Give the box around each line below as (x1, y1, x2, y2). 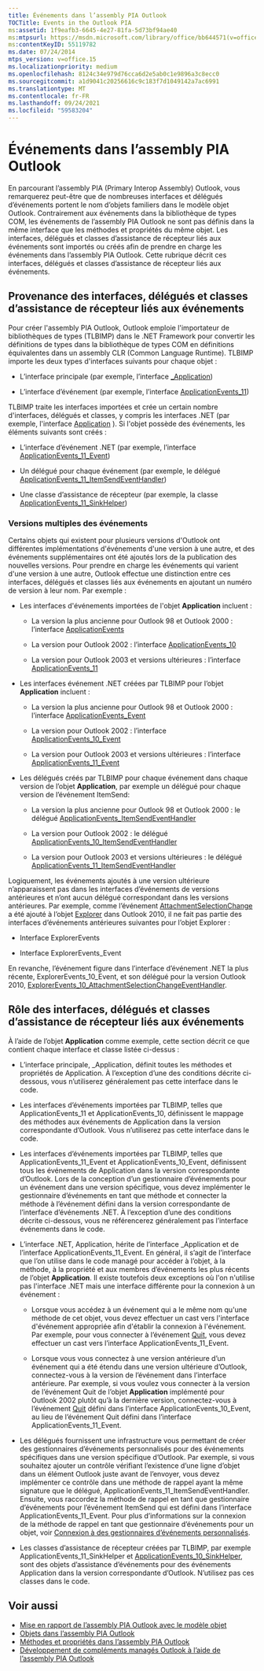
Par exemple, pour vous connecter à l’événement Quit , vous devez (31, 1329, 246, 1339)
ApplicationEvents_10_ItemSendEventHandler (31, 837, 178, 847)
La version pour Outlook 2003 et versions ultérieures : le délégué (31, 852, 242, 862)
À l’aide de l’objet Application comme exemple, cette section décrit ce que (8, 1036, 250, 1045)
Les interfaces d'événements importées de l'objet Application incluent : (19, 601, 253, 611)
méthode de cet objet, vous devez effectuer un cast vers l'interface (31, 1313, 250, 1322)
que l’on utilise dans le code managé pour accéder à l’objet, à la (19, 1256, 226, 1266)
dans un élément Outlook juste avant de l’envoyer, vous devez (19, 1469, 220, 1478)
